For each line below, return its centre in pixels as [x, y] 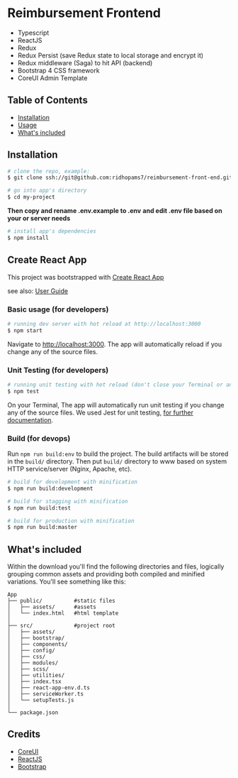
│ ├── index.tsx [34, 682]
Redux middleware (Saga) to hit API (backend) [85, 62]
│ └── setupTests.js [41, 701]
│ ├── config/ [31, 651]
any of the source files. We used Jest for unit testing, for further [100, 412]
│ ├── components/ [38, 645]
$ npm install [28, 238]
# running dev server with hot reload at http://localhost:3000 [104, 324]
